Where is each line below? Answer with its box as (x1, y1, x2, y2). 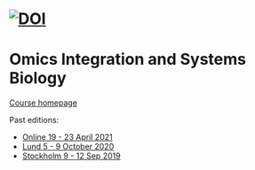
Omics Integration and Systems (9, 50, 247, 70)
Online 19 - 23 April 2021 (21, 132, 113, 143)
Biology (9, 68, 67, 89)
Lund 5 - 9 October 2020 (21, 142, 115, 152)
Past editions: (9, 115, 60, 126)
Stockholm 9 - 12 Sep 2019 (21, 151, 122, 161)
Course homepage (9, 97, 78, 108)
